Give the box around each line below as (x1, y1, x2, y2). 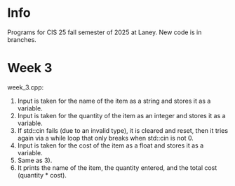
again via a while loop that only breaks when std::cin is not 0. (17, 134, 194, 142)
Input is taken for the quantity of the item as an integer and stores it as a (17, 111, 226, 120)
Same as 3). (17, 156, 53, 164)
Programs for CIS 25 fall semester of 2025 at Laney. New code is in (7, 28, 202, 36)
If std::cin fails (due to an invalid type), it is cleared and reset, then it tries (17, 126, 229, 134)
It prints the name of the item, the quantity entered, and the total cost (17, 163, 217, 172)
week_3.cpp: (7, 83, 44, 92)
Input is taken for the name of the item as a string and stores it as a (17, 96, 211, 105)
